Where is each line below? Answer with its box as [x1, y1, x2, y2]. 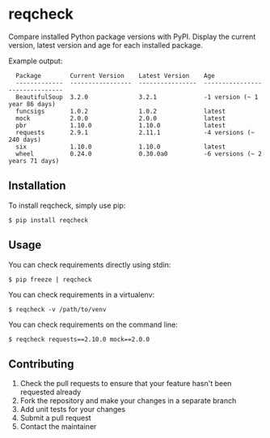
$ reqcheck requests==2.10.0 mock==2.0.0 [8, 335, 150, 343]
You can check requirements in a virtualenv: [8, 290, 155, 299]
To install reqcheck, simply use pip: [8, 200, 126, 210]
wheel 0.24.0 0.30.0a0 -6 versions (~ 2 [15, 149, 263, 158]
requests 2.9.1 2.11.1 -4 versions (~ [15, 128, 255, 136]
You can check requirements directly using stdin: [8, 260, 171, 269]
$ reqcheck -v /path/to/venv [8, 305, 107, 313]
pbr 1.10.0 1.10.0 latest [15, 121, 226, 130]
